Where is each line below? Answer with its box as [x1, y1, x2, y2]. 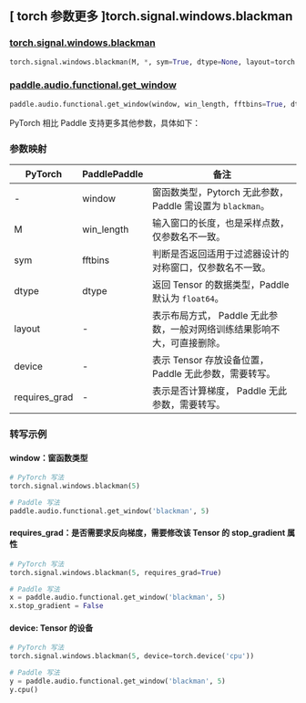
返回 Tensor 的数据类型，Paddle [151, 278, 290, 291]
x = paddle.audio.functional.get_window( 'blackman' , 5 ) [9, 593, 226, 603]
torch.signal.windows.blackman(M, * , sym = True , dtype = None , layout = [9, 58, 275, 67]
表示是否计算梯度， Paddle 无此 [151, 384, 288, 397]
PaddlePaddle [81, 168, 144, 181]
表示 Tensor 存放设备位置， [151, 354, 270, 367]
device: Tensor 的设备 [9, 622, 94, 633]
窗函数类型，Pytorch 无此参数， [151, 186, 289, 199]
